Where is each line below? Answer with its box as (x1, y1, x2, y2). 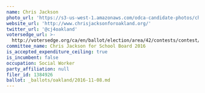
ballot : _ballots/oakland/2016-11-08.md (6, 77, 111, 83)
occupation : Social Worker (6, 60, 75, 66)
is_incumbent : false (6, 54, 59, 61)
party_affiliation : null (6, 65, 70, 72)
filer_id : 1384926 (6, 72, 53, 78)
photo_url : (6, 15, 34, 21)
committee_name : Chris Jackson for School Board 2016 (6, 43, 146, 50)
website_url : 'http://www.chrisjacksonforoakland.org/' (6, 20, 151, 26)
